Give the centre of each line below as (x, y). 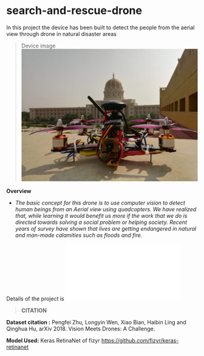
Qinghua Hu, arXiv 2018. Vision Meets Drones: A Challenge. (81, 329)
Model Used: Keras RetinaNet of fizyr (53, 341)
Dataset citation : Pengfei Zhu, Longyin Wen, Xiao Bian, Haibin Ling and (96, 323)
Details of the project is (36, 299)
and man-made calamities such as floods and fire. (79, 236)
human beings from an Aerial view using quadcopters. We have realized (106, 209)
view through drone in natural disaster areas (62, 33)
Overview (19, 191)
